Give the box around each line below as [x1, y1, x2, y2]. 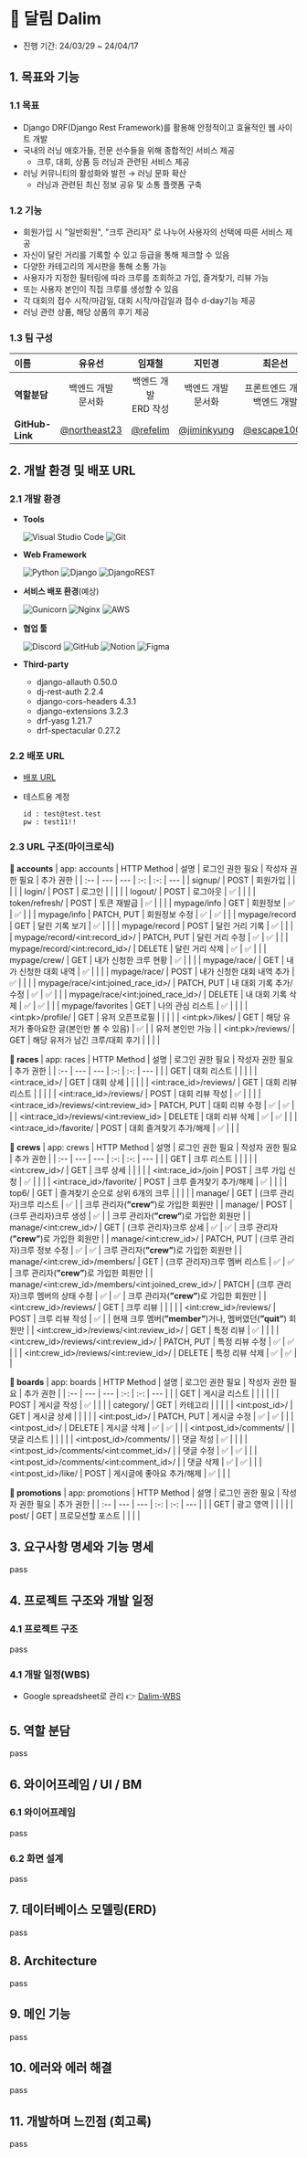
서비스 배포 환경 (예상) [22, 586, 100, 597]
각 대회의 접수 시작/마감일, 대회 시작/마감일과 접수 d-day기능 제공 [22, 294, 256, 306]
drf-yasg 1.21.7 [36, 714, 93, 726]
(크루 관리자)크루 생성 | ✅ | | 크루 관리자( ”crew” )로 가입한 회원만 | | [9, 1210, 251, 1221]
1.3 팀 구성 [9, 331, 53, 344]
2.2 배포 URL [9, 749, 65, 762]
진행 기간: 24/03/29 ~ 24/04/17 [22, 40, 139, 51]
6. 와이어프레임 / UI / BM [9, 1776, 143, 1792]
